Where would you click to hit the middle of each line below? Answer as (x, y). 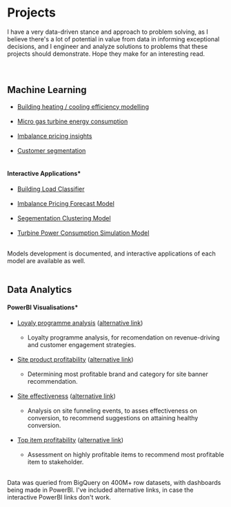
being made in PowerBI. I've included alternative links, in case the (100, 490)
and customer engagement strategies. (82, 344)
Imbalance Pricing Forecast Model (66, 203)
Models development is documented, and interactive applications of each (111, 253)
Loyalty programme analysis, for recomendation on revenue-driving (123, 337)
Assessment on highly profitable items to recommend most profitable (125, 454)
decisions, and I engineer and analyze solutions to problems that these (108, 46)
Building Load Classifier (51, 189)
